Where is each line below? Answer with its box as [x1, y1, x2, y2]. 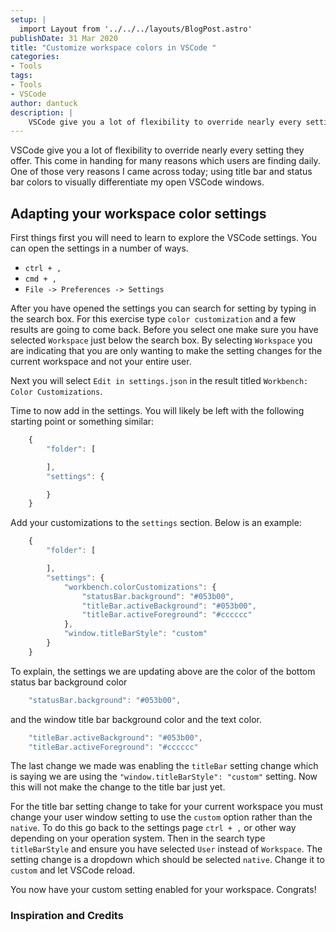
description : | [10, 107, 74, 118]
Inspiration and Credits [10, 909, 124, 923]
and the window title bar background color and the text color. [10, 713, 262, 725]
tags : [10, 71, 33, 81]
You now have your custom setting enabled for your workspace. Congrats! [10, 884, 317, 896]
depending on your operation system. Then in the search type [10, 832, 266, 845]
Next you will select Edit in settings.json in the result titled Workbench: [10, 375, 309, 387]
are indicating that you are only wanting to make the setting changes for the [10, 345, 323, 357]
